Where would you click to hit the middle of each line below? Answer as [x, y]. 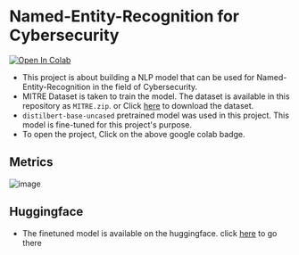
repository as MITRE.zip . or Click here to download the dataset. [138, 105]
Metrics [31, 162]
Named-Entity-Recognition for [124, 16]
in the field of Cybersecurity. [145, 86]
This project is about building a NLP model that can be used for [138, 77]
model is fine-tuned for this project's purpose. [107, 124]
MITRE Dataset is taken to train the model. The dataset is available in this [156, 96]
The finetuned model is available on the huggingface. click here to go [149, 233]
